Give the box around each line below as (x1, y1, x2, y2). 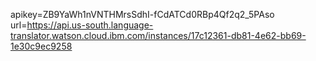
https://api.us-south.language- (26, 19, 154, 31)
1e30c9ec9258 (10, 40, 73, 52)
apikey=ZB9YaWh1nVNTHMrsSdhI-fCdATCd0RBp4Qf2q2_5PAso (10, 9, 275, 20)
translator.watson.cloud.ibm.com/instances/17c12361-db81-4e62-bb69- (10, 30, 307, 41)
